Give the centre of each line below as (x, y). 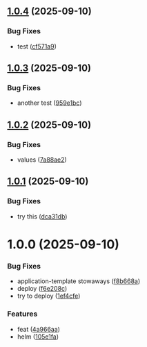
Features (22, 314)
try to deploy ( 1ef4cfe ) (49, 296)
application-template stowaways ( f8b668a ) (79, 281)
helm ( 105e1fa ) (38, 337)
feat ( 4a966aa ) (39, 329)
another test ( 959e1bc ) (49, 103)
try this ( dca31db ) (42, 216)
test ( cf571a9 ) (37, 46)
